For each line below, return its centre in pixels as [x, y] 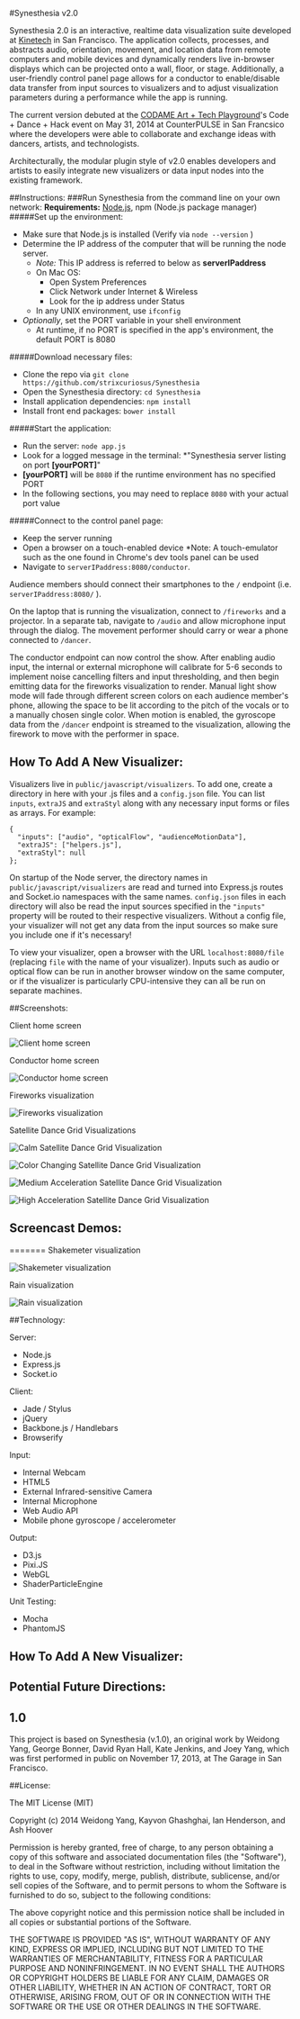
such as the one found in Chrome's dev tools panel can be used [140, 557]
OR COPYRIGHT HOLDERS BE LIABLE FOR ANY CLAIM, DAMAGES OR [139, 1978]
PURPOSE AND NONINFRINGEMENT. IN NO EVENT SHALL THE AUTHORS [147, 1969]
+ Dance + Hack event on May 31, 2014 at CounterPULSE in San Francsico [147, 124]
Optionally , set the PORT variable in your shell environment [132, 320]
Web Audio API [50, 1510]
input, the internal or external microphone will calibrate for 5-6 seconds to [146, 667]
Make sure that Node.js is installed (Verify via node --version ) [138, 234]
